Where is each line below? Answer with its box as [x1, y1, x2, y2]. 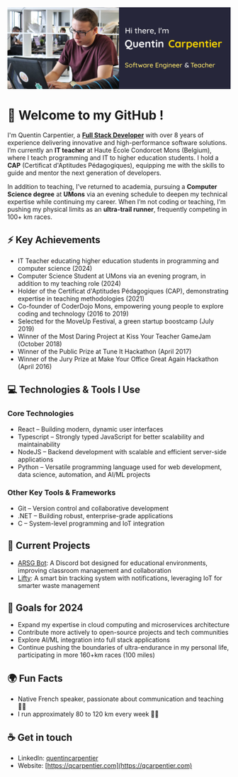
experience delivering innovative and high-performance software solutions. [7, 139, 228, 147]
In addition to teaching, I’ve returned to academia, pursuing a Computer [7, 183, 217, 191]
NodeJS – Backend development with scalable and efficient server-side [17, 447, 227, 456]
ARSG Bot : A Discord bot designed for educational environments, [17, 558, 208, 567]
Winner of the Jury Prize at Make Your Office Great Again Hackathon [17, 355, 219, 363]
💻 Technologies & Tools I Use [7, 384, 140, 396]
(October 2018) [17, 339, 62, 348]
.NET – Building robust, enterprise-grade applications [17, 511, 174, 520]
